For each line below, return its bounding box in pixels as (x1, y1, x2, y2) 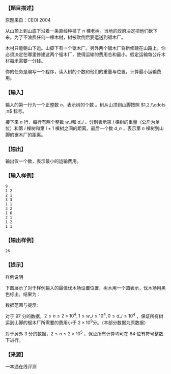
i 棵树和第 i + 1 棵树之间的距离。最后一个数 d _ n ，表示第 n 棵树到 (24, 125, 159, 131)
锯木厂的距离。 (14, 131, 46, 138)
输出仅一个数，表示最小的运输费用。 (5, 158, 81, 164)
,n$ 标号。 (5, 108, 27, 114)
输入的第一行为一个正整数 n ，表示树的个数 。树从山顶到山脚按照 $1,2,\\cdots (5, 101, 166, 108)
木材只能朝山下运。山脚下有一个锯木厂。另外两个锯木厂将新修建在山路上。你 (5, 45, 166, 51)
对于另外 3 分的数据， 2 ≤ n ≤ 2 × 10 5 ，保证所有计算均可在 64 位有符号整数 (5, 330, 164, 337)
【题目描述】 (5, 4, 37, 11)
